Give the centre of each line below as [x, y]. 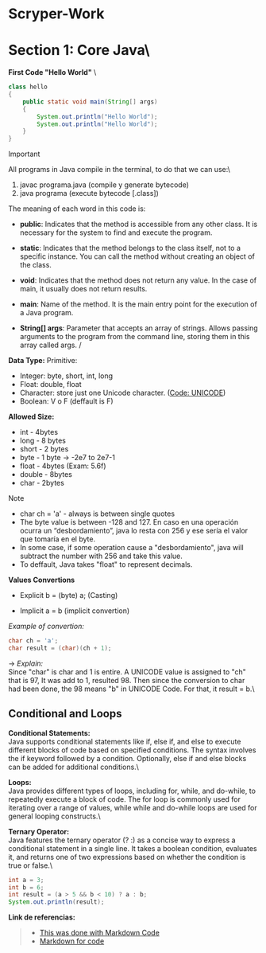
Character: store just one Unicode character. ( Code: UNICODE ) [123, 393]
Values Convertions [42, 580]
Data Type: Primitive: [43, 361]
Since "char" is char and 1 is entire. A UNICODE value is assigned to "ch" [127, 672]
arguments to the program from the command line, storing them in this [135, 337]
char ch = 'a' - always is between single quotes [97, 514]
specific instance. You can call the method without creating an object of [137, 256]
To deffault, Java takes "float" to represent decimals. [106, 564]
